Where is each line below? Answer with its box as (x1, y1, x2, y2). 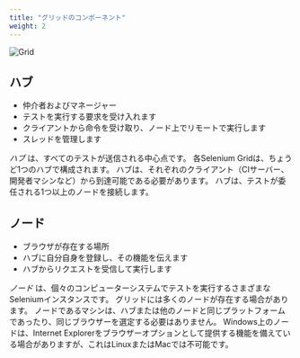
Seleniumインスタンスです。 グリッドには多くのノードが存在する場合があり (9, 294, 289, 305)
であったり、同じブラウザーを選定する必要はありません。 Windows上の (9, 317, 274, 327)
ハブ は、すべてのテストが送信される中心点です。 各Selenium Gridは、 (9, 153, 269, 164)
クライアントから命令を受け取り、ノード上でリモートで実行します (22, 122, 267, 133)
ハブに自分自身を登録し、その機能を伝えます (22, 253, 189, 264)
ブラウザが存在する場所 (22, 241, 110, 252)
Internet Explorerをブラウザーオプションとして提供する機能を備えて (32, 327, 283, 338)
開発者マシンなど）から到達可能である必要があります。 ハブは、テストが (9, 175, 278, 186)
